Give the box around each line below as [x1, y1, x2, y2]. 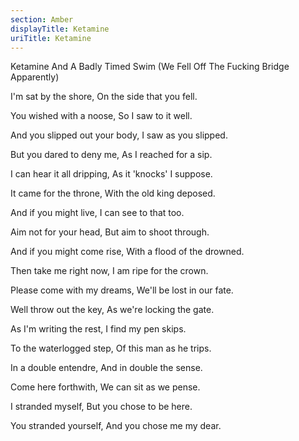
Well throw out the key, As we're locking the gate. [10, 304, 215, 316]
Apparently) [10, 71, 60, 83]
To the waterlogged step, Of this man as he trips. [10, 342, 212, 355]
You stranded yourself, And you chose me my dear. [10, 420, 222, 432]
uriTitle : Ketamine [10, 33, 92, 43]
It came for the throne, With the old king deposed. [10, 187, 216, 200]
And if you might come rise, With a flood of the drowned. [10, 246, 245, 258]
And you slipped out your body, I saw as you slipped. [10, 129, 228, 141]
